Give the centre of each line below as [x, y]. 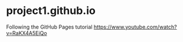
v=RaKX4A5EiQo [27, 33]
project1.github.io [51, 11]
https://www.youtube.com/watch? [135, 27]
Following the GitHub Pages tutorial [49, 27]
